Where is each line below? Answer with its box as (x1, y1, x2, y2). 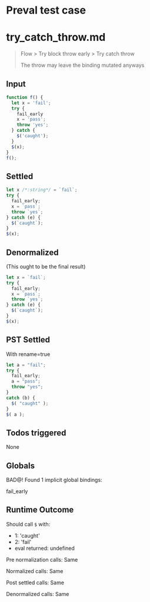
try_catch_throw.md (6, 31, 106, 44)
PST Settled (6, 335, 51, 345)
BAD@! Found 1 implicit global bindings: (6, 477, 102, 483)
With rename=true (6, 350, 51, 358)
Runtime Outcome (6, 505, 74, 515)
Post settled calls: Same (6, 579, 65, 586)
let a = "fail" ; (6, 362, 46, 368)
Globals (6, 461, 35, 471)
